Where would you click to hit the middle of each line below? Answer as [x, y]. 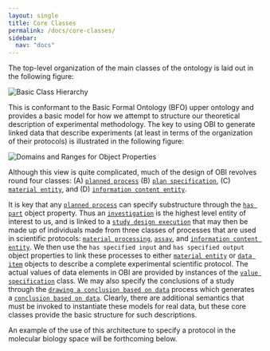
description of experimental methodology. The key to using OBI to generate [132, 124]
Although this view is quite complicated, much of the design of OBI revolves [133, 172]
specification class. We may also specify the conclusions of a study [121, 281]
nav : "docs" [35, 45]
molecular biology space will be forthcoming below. [93, 339]
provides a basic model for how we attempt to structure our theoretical [124, 116]
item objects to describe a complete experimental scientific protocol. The [128, 264]
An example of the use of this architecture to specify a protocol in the [122, 330]
